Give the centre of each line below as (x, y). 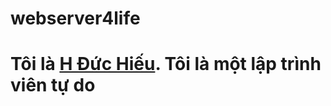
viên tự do (53, 85)
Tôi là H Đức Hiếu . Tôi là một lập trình (166, 64)
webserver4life (75, 18)
